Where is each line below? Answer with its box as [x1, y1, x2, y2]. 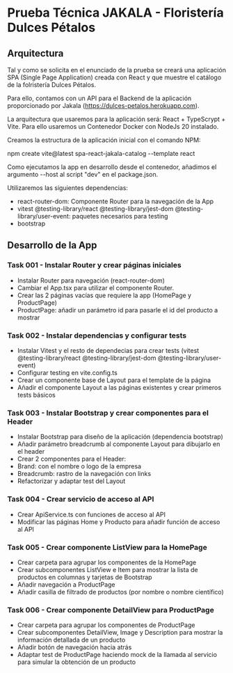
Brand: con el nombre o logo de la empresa [17, 462, 141, 470]
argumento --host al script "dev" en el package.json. [7, 171, 159, 178]
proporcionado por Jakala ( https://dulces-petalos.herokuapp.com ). [7, 102, 200, 109]
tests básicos [17, 390, 56, 399]
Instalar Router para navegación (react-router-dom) [17, 276, 166, 285]
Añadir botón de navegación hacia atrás [17, 643, 132, 651]
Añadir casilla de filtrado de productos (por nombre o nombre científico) [17, 587, 224, 596]
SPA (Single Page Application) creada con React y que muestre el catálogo [7, 73, 222, 81]
